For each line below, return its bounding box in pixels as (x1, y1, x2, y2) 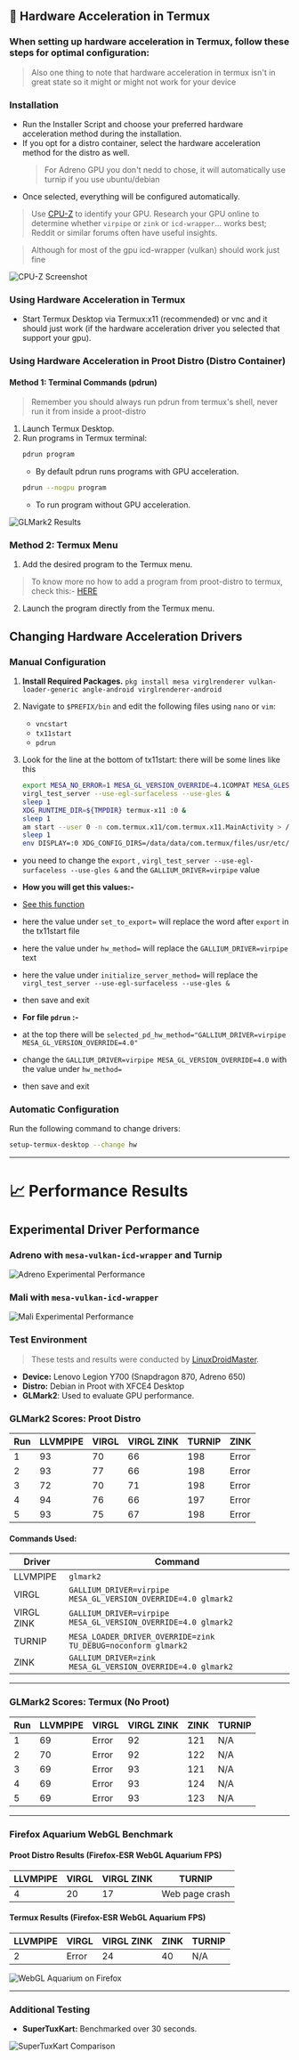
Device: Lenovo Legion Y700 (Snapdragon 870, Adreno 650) (21, 1371, 246, 1382)
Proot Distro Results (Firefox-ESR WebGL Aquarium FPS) (9, 1850, 222, 1861)
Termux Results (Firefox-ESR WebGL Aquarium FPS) (9, 1912, 206, 1923)
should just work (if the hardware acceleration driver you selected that (21, 323, 280, 334)
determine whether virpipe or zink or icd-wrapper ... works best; (30, 217, 267, 228)
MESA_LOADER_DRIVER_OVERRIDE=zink (69, 1632, 215, 1642)
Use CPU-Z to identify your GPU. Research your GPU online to (30, 208, 260, 219)
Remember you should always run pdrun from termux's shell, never (30, 397, 279, 408)
